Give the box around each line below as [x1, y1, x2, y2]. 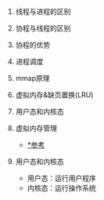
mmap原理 [15, 74, 50, 82]
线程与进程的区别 [15, 7, 71, 16]
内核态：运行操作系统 [27, 184, 96, 192]
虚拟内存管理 [15, 124, 57, 133]
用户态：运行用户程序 [27, 173, 96, 183]
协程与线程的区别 [15, 24, 71, 33]
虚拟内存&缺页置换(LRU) [15, 90, 94, 100]
